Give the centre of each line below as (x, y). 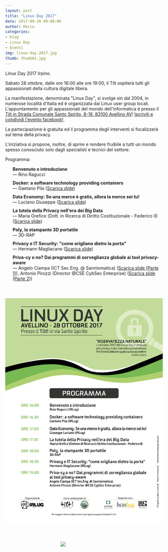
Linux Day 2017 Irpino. (28, 73)
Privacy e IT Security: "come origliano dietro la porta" (69, 243)
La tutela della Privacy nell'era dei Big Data (57, 210)
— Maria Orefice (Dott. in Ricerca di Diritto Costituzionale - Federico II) (85, 215)
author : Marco (20, 27)
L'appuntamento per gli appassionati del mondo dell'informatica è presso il (82, 108)
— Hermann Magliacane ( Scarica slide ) (53, 249)
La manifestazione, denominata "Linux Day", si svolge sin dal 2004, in (77, 98)
